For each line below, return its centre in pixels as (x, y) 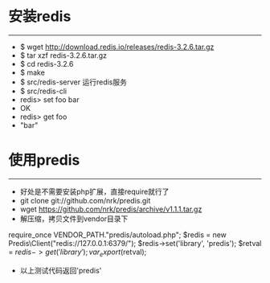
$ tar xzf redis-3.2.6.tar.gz (63, 55)
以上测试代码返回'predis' (61, 270)
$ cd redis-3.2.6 (47, 64)
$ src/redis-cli (43, 91)
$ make (33, 72)
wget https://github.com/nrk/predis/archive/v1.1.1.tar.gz (111, 209)
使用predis (44, 160)
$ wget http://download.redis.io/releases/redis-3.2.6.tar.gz (117, 47)
